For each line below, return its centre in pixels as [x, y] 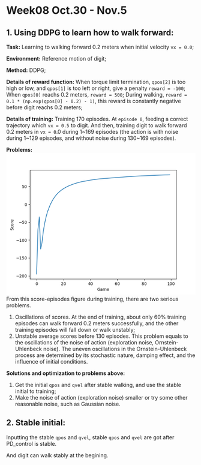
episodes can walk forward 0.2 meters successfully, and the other [97, 323]
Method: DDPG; [26, 70]
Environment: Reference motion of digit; [56, 58]
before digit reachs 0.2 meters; [44, 107]
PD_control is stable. [31, 443]
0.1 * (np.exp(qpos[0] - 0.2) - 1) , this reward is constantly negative [94, 101]
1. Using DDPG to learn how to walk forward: [90, 33]
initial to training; [35, 391]
